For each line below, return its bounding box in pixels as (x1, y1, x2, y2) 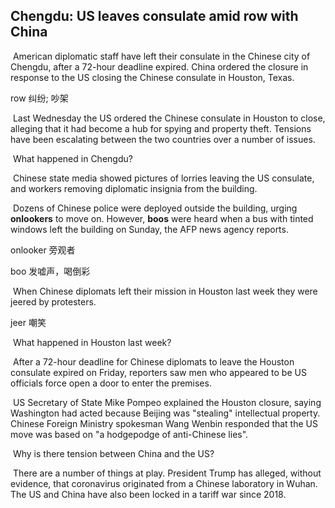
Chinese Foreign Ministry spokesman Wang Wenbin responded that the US (10, 417, 318, 429)
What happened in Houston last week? (12, 336, 172, 348)
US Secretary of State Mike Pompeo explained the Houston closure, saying (12, 396, 322, 408)
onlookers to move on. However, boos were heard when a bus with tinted (10, 212, 314, 224)
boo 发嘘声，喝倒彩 (10, 265, 91, 277)
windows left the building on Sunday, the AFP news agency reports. (10, 223, 289, 235)
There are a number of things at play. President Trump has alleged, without (12, 467, 322, 479)
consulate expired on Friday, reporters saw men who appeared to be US (10, 366, 307, 378)
